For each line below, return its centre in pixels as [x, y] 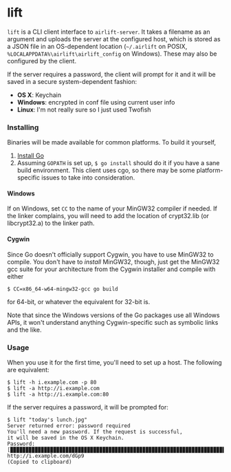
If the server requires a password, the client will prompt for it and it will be [111, 74]
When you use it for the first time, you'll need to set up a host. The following [114, 362]
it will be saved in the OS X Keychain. [66, 438]
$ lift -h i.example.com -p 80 [52, 382]
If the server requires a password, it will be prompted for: [88, 407]
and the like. [24, 330]
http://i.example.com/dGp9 [46, 455]
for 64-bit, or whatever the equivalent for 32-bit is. [79, 301]
